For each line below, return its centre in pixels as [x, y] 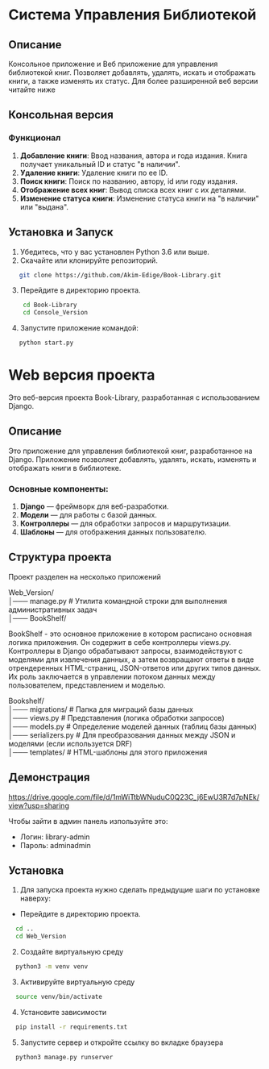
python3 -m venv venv [52, 967]
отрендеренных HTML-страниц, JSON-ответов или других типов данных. [135, 668]
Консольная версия [61, 115]
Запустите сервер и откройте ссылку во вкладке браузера [122, 1042]
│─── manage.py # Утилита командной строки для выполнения [118, 601]
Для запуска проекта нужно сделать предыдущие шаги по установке [140, 890]
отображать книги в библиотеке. [65, 468]
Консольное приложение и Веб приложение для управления [113, 64]
